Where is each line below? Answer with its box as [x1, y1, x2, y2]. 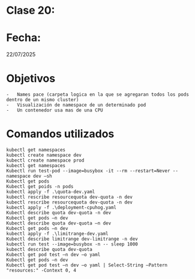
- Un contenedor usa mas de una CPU [6, 107, 103, 114]
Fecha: [6, 31, 41, 45]
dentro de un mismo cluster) [6, 97, 79, 103]
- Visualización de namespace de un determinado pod [6, 102, 146, 108]
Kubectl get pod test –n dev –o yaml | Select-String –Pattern [6, 262, 168, 268]
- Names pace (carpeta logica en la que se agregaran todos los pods [6, 92, 189, 98]
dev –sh [32, 173, 52, 179]
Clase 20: [6, 4, 55, 17]
